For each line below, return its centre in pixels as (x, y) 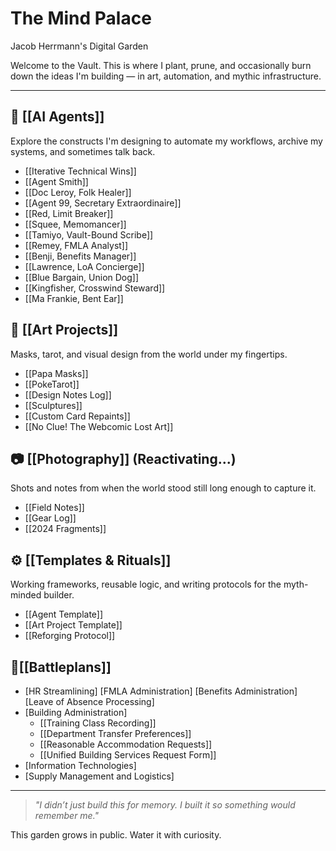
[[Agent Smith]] (56, 181)
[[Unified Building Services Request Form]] (128, 755)
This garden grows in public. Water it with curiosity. (116, 835)
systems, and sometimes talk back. (83, 151)
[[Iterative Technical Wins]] (80, 171)
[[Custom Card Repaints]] (77, 416)
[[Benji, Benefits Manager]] (80, 256)
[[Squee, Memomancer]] (75, 224)
